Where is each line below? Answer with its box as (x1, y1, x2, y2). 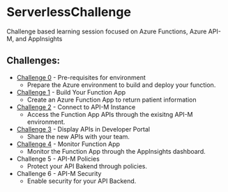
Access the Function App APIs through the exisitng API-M (26, 110, 193, 118)
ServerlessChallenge (6, 4, 132, 20)
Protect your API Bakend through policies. (26, 161, 148, 170)
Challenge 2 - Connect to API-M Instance (16, 102, 136, 111)
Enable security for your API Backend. (26, 177, 137, 185)
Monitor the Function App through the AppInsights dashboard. (26, 147, 206, 155)
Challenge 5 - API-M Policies (16, 154, 100, 163)
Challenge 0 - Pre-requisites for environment (16, 73, 146, 81)
